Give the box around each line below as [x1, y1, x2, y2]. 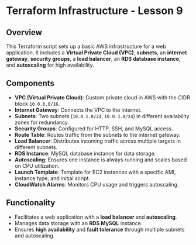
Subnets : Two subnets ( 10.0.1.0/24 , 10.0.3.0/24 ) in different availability [14, 112, 190, 119]
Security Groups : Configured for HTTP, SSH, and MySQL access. [14, 125, 173, 132]
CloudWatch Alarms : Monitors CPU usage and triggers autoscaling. [14, 181, 179, 188]
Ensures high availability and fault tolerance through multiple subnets [14, 226, 185, 233]
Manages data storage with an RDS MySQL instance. [14, 219, 143, 226]
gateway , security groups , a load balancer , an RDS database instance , [6, 56, 181, 62]
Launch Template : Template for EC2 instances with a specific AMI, [14, 168, 177, 175]
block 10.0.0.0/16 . [14, 100, 60, 107]
